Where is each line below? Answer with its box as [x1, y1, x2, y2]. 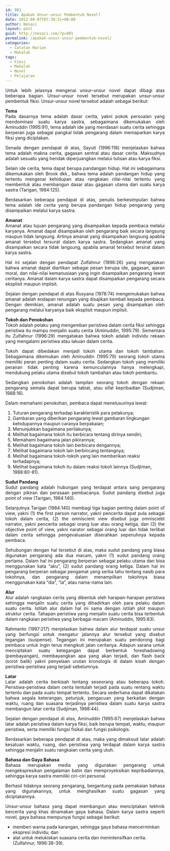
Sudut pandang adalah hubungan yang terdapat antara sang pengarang [5, 484, 165, 490]
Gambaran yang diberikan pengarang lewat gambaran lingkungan [12, 415, 150, 421]
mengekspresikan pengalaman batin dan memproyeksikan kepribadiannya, [5, 767, 165, 773]
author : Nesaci [5, 21, 37, 27]
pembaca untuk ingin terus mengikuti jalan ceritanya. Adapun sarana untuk [5, 642, 165, 648]
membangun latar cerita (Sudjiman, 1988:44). [5, 706, 100, 712]
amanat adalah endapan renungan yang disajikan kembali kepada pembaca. [5, 296, 165, 302]
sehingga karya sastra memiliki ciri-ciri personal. [5, 772, 107, 779]
